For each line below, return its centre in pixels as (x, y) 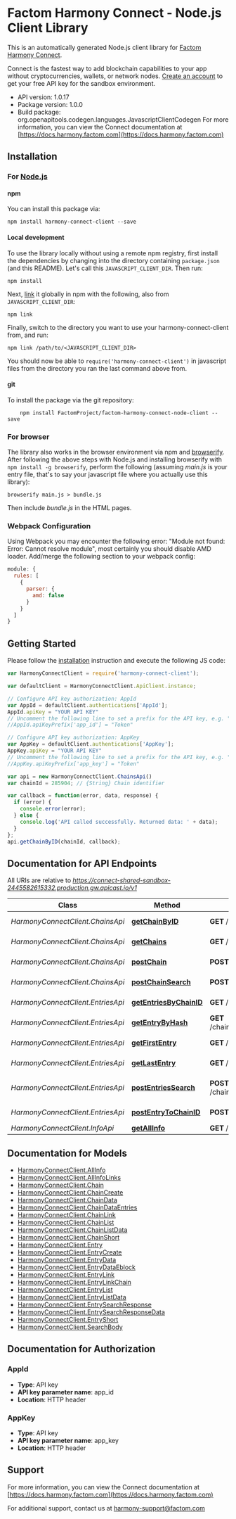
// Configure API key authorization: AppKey (73, 738)
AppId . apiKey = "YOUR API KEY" (53, 712)
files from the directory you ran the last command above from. (97, 368)
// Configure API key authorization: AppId (72, 699)
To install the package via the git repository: (71, 400)
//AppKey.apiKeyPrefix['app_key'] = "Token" (73, 764)
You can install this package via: (54, 209)
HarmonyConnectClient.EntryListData (72, 1297)
